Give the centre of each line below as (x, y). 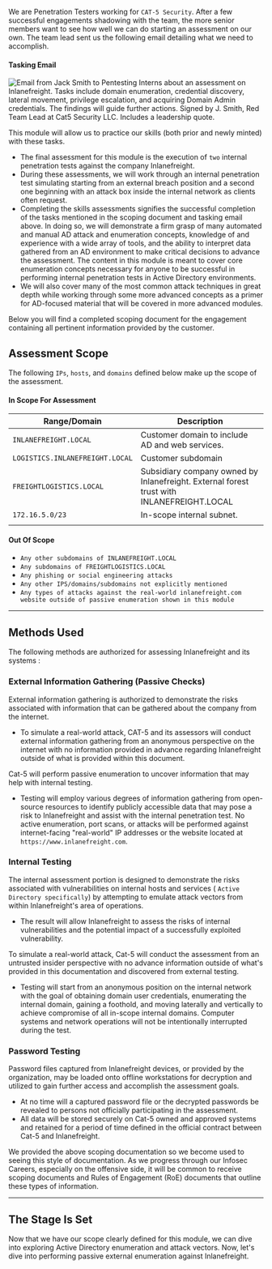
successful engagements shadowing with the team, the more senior (121, 20)
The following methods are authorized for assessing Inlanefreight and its (129, 652)
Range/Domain (73, 421)
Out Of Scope (32, 540)
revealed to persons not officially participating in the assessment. (129, 1110)
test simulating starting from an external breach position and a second (137, 183)
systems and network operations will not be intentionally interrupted (134, 1021)
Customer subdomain (181, 459)
